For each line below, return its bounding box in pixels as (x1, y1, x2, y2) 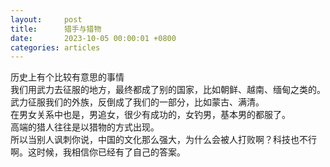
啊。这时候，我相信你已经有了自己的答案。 (10, 146, 186, 158)
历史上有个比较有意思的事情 (10, 71, 125, 83)
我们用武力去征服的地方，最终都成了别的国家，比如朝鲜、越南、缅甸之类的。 (10, 84, 326, 96)
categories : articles (10, 42, 101, 53)
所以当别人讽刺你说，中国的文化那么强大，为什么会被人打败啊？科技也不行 (10, 134, 317, 146)
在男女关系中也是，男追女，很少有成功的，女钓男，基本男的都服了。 (10, 109, 291, 121)
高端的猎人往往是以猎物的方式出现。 (10, 121, 160, 133)
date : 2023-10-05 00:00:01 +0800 (10, 33, 177, 43)
